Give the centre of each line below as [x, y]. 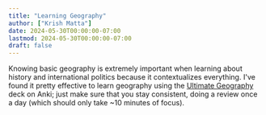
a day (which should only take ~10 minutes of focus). [96, 103]
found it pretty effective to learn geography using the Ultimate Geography [131, 86]
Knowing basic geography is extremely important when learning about [125, 68]
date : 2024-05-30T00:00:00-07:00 [65, 31]
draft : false [30, 46]
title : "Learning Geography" [57, 16]
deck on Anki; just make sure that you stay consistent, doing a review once [133, 94]
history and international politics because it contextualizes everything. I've [132, 77]
